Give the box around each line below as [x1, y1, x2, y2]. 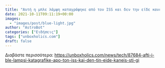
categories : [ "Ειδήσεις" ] [5, 30, 58, 34]
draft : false [5, 39, 32, 44]
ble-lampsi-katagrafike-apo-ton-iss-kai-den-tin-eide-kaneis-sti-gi [5, 57, 139, 63]
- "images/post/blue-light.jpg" [9, 20, 76, 26]
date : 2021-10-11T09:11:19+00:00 [5, 12, 74, 17]
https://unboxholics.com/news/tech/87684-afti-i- [54, 52, 155, 58]
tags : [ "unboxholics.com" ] [5, 34, 60, 39]
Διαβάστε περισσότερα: [5, 52, 54, 58]
